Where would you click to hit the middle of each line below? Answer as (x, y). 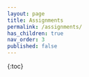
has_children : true (35, 33)
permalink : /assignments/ (44, 27)
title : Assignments (35, 20)
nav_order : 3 (26, 40)
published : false (32, 46)
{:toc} (15, 66)
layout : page (26, 14)
